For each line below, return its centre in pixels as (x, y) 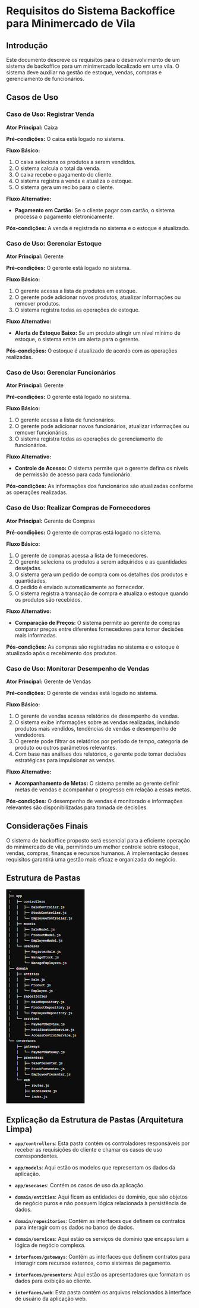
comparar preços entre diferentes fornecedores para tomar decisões (99, 629)
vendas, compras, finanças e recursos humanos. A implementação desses (97, 853)
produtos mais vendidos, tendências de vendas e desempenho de (95, 728)
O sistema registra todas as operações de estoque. (77, 310)
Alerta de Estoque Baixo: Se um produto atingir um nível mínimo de (98, 333)
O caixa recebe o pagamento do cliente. (64, 174)
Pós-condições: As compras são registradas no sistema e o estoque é (93, 647)
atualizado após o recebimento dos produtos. (62, 653)
